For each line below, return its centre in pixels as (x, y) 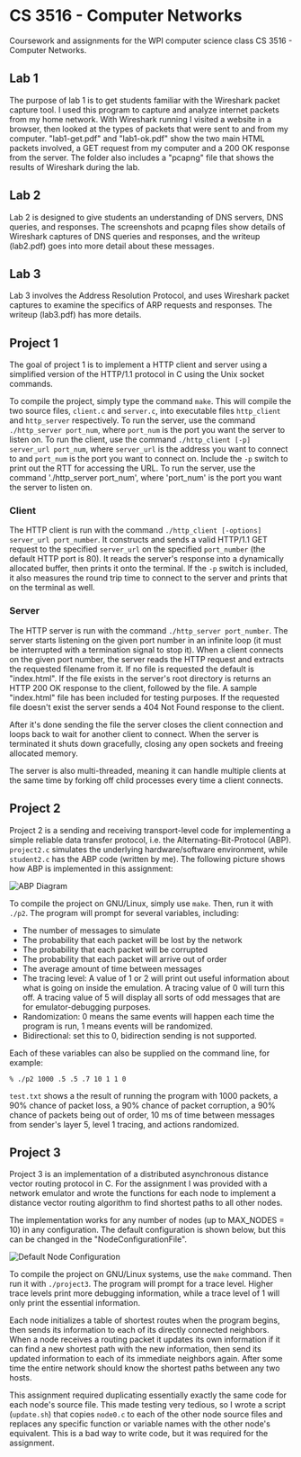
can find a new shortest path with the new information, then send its (136, 1349)
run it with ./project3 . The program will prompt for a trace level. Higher (142, 1284)
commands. (31, 384)
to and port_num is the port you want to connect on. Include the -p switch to (149, 459)
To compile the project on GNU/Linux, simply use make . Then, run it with (142, 903)
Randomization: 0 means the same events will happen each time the (148, 1016)
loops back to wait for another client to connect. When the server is (134, 733)
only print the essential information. (75, 1303)
